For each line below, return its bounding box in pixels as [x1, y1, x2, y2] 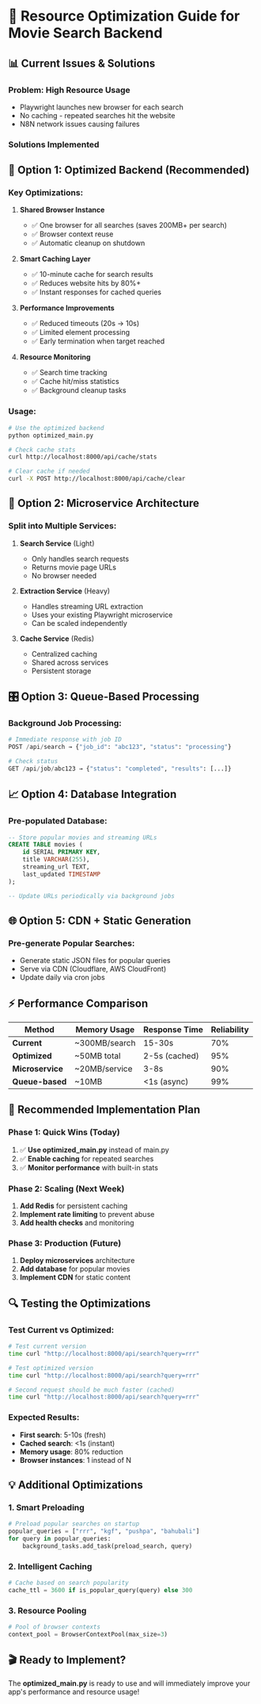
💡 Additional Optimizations [8, 1479, 144, 1491]
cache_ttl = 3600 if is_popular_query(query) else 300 [8, 1586, 193, 1594]
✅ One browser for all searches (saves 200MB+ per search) [31, 221, 228, 230]
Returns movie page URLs [31, 562, 117, 572]
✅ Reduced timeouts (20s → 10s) [31, 319, 140, 328]
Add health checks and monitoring [19, 1218, 134, 1228]
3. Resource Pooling [8, 1605, 87, 1616]
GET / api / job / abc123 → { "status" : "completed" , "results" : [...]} [8, 765, 232, 773]
